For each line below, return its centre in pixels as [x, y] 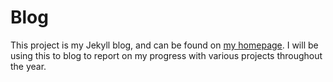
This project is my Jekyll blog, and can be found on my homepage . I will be [164, 45]
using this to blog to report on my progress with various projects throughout [166, 55]
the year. [28, 66]
